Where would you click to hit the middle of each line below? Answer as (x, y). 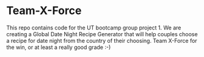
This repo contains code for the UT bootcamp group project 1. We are (94, 28)
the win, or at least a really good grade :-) (59, 47)
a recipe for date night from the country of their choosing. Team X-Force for (102, 40)
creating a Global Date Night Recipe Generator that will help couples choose (102, 34)
